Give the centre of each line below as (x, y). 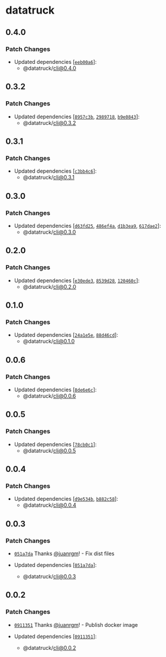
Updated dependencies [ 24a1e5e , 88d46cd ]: (66, 335)
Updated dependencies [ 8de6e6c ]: (55, 389)
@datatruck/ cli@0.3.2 (49, 123)
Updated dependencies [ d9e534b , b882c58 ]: (66, 499)
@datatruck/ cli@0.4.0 (49, 68)
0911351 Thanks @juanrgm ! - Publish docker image (76, 624)
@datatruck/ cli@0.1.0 (49, 342)
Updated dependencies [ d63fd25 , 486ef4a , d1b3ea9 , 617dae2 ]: (87, 226)
